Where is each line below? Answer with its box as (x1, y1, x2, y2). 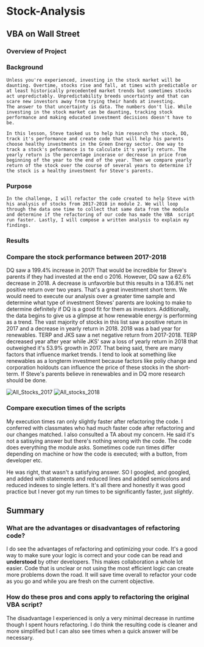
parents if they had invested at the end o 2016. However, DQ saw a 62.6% (6, 273, 192, 281)
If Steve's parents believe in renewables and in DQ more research (21, 370, 186, 377)
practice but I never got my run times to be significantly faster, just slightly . (6, 488, 194, 495)
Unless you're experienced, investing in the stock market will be (6, 77, 181, 83)
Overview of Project (6, 47, 67, 55)
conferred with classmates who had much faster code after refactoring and (6, 424, 195, 431)
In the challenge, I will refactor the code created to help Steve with (6, 196, 195, 202)
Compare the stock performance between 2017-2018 (6, 252, 167, 261)
